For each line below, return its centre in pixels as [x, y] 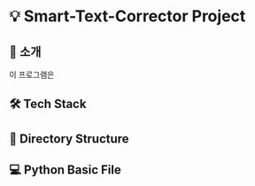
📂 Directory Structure [70, 139]
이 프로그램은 [32, 74]
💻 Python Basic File [65, 170]
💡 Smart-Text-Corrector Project [127, 16]
